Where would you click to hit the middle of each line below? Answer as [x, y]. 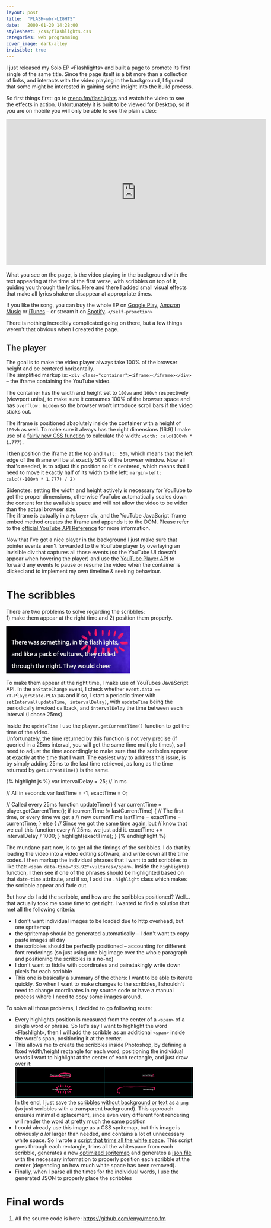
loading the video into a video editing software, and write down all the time [97, 853]
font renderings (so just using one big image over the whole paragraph [101, 952]
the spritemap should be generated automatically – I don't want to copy [102, 933]
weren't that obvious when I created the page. [63, 329]
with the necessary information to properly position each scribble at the [102, 1159]
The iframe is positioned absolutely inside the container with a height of [94, 423]
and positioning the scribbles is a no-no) [64, 959]
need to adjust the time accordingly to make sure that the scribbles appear [97, 751]
